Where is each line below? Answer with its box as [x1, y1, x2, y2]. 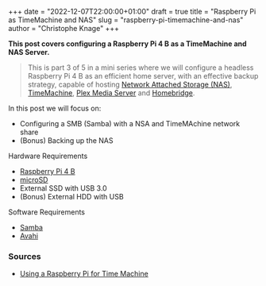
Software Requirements [8, 207, 86, 217]
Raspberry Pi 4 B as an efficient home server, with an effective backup [27, 71, 259, 80]
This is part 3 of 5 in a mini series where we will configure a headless [27, 63, 254, 72]
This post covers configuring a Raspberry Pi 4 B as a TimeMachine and [8, 39, 248, 48]
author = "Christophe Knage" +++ [8, 24, 120, 33]
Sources [8, 250, 41, 261]
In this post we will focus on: [8, 103, 102, 113]
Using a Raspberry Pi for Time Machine [19, 269, 148, 279]
